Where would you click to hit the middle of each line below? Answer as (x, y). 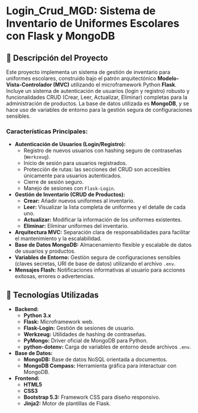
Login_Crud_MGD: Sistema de (81, 11)
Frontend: (27, 378)
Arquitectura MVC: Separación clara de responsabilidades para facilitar (102, 233)
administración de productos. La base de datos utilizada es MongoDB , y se (98, 104)
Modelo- (168, 78)
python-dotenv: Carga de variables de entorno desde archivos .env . (107, 347)
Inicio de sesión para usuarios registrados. (75, 163)
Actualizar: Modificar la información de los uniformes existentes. (103, 220)
